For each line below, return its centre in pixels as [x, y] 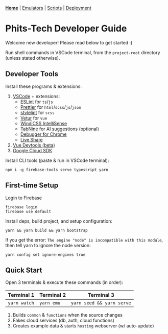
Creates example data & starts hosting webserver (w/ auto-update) [83, 326]
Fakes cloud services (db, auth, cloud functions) [64, 320]
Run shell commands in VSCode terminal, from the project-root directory [83, 52]
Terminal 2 [53, 295]
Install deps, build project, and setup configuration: [59, 221]
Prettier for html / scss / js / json [51, 107]
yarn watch [21, 303]
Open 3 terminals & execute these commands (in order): [64, 282]
